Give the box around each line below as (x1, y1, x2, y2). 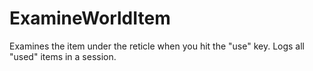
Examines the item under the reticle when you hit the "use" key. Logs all (9, 40, 306, 52)
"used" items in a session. (9, 50, 117, 62)
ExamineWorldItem (9, 7, 171, 30)
